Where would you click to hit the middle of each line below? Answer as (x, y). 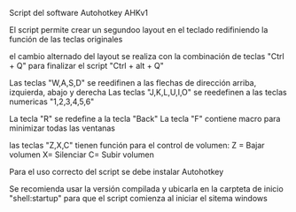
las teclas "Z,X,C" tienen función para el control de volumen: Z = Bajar (137, 145)
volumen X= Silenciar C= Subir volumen (82, 155)
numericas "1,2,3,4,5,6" (52, 102)
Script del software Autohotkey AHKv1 (79, 13)
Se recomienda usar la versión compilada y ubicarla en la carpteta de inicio (146, 189)
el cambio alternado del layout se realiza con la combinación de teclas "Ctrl (147, 56)
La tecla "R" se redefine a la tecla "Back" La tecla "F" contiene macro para (145, 119)
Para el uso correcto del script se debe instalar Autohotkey (117, 172)
